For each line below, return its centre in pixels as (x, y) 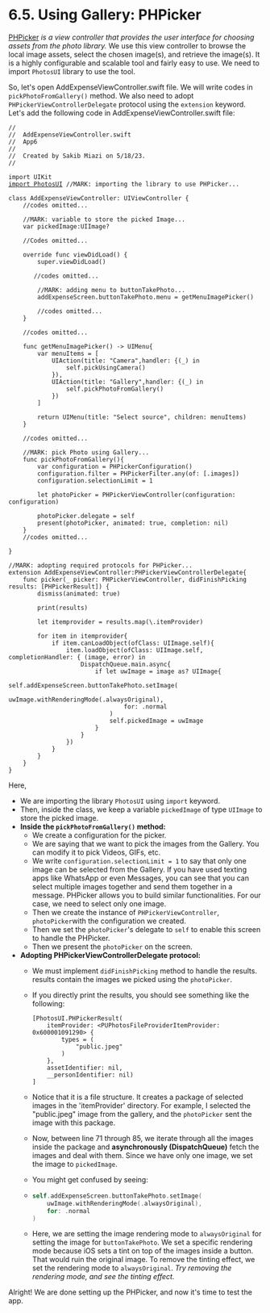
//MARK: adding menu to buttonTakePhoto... (111, 290)
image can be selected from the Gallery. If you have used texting (139, 869)
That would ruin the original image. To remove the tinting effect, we (143, 1260)
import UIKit (30, 177)
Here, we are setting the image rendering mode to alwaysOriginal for (147, 1234)
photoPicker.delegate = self (86, 516)
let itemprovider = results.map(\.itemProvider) (120, 622)
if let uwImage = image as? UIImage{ (158, 671)
